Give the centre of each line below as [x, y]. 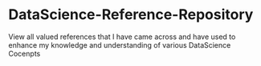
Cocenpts [24, 53]
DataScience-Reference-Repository [131, 15]
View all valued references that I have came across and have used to [122, 37]
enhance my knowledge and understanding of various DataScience [120, 45]
